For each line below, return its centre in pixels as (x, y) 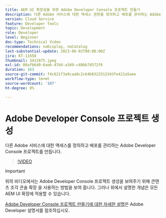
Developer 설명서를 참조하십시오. (38, 211)
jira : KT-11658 (21, 56)
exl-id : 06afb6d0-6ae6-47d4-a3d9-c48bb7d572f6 (54, 65)
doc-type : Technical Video (33, 42)
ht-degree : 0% (20, 88)
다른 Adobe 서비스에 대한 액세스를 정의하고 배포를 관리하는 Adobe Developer (81, 145)
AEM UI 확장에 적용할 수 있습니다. (38, 194)
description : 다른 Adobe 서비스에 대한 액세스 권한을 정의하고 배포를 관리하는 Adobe (83, 14)
